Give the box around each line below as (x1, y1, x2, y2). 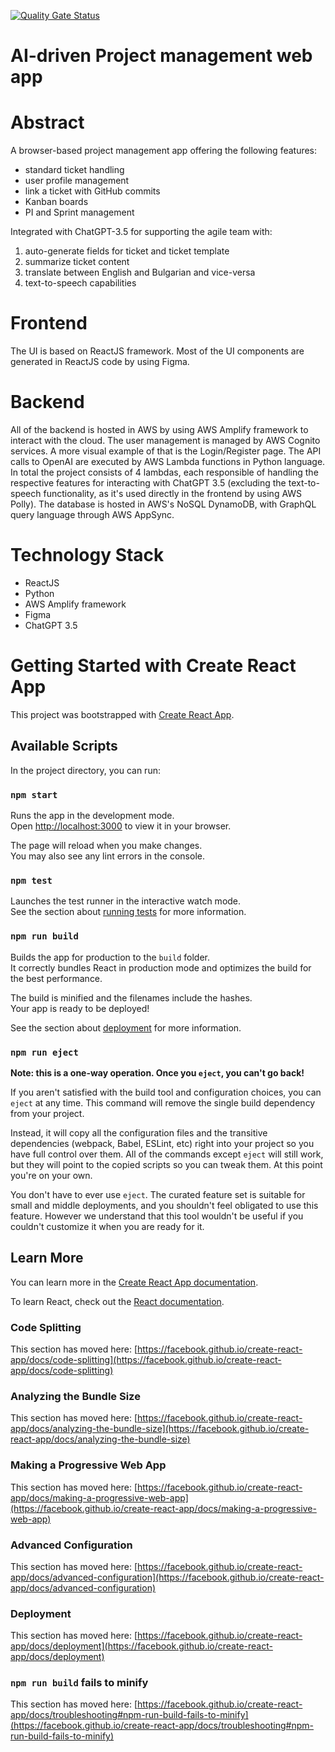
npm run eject (10, 1046, 79, 1058)
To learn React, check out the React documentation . (10, 1295, 225, 1307)
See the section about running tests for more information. (10, 906, 247, 918)
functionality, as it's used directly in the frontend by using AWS (43, 488, 303, 499)
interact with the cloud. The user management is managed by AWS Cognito (10, 435, 321, 446)
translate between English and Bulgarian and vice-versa (24, 266, 256, 279)
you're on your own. (10, 1169, 93, 1181)
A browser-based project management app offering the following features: (10, 145, 318, 157)
